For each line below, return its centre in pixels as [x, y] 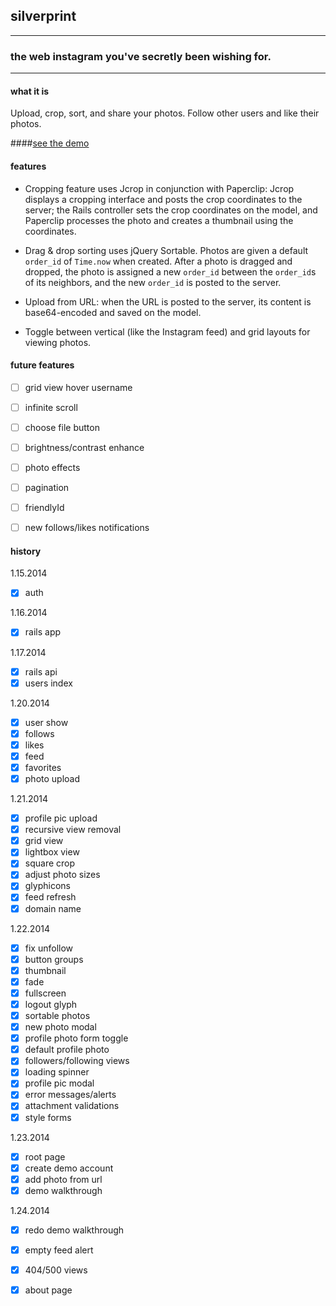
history [26, 551]
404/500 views [56, 1270]
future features [42, 365]
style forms [48, 1117]
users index [48, 683]
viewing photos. [58, 342]
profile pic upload [61, 818]
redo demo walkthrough [74, 1230]
